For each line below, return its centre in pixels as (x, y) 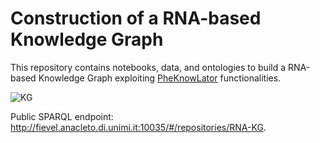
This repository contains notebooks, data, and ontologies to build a (148, 67)
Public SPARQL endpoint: (62, 116)
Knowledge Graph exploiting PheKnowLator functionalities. (160, 78)
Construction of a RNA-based (136, 18)
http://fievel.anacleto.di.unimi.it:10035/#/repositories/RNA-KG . (138, 127)
